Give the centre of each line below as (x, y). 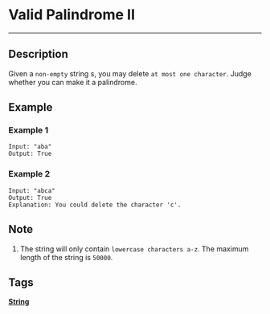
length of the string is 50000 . (66, 257)
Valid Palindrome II (72, 15)
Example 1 (29, 130)
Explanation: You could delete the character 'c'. (95, 205)
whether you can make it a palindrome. (73, 82)
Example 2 (29, 174)
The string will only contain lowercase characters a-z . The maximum (134, 249)
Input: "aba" (30, 147)
